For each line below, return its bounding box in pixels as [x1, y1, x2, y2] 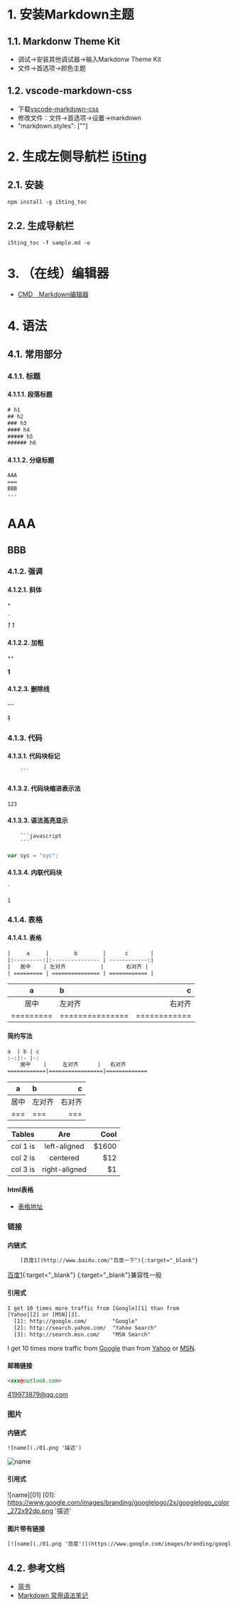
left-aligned [44, 1142, 85, 1152]
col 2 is [11, 1153, 36, 1163]
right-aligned [41, 1165, 87, 1174]
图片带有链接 [7, 1524, 45, 1533]
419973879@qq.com [7, 1391, 69, 1398]
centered [49, 1153, 80, 1163]
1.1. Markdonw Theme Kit [7, 35, 121, 47]
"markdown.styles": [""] [17, 122, 88, 130]
